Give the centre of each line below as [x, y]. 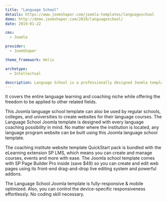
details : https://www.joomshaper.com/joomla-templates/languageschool [80, 14]
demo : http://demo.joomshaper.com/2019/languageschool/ [64, 19]
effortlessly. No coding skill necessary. [45, 194]
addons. [14, 174]
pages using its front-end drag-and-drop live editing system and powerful [81, 169]
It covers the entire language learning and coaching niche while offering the [83, 97]
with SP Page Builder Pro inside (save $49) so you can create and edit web [82, 163]
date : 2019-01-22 [23, 24]
